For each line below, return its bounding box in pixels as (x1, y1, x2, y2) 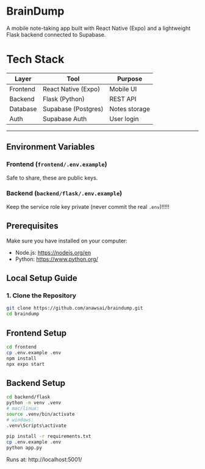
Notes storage (109, 104, 151, 113)
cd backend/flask (6, 394, 51, 401)
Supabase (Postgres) (42, 104, 104, 113)
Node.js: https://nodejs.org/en (15, 249, 92, 256)
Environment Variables (6, 142, 95, 152)
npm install (6, 355, 37, 362)
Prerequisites (6, 221, 59, 231)
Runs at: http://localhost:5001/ (6, 456, 82, 464)
